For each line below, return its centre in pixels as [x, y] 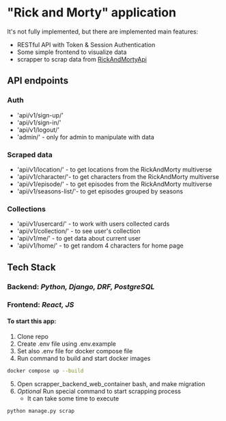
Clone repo [33, 336]
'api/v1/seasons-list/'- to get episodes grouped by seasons [100, 191]
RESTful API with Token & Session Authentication [86, 44]
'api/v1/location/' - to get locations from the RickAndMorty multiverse [114, 169]
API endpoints [38, 81]
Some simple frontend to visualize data [72, 52]
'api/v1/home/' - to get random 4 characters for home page [100, 246]
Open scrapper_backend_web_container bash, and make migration [111, 383]
